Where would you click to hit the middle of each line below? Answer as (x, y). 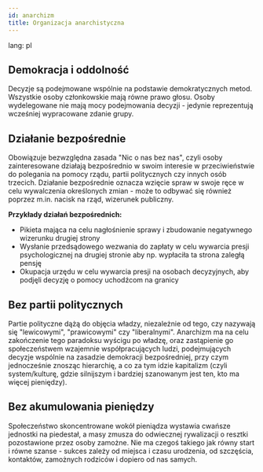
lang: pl (20, 45)
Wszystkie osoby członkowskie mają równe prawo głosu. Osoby (112, 97)
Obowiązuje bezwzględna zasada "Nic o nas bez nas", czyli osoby (115, 157)
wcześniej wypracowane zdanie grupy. (71, 114)
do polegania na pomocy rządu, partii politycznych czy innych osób (117, 175)
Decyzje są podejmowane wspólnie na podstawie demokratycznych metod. (130, 89)
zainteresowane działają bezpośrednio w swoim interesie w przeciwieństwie (131, 166)
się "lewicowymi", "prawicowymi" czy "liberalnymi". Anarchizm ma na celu (128, 332)
